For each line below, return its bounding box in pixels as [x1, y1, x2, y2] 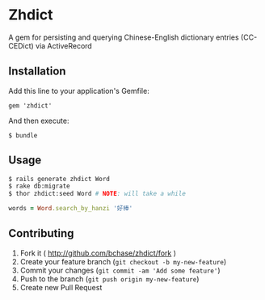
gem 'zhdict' [8, 101, 53, 110]
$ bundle [8, 131, 38, 139]
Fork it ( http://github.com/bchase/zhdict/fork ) [19, 248, 176, 258]
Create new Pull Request [19, 282, 103, 292]
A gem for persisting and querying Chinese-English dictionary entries [8, 32, 240, 42]
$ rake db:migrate [8, 182, 70, 191]
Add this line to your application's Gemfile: [8, 86, 149, 95]
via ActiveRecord [35, 40, 93, 50]
